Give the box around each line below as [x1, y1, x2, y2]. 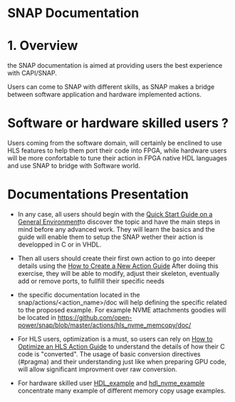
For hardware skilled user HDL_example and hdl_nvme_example [17, 379, 205, 387]
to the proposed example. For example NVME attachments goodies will [17, 306, 226, 314]
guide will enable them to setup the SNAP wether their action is [17, 233, 204, 241]
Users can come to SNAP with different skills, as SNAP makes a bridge [7, 83, 215, 91]
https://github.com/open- [57, 314, 132, 321]
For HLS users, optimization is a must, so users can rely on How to [17, 335, 213, 343]
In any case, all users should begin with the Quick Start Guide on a [17, 210, 213, 218]
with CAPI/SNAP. [7, 69, 57, 78]
